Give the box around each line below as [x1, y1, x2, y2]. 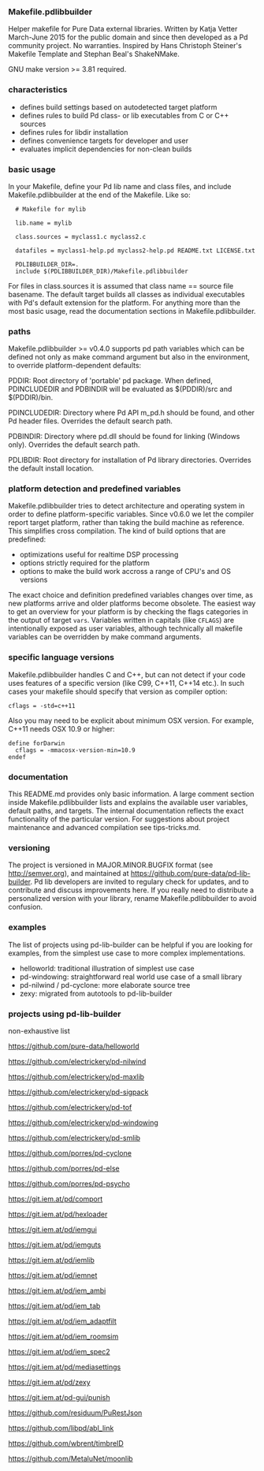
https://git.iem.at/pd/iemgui [8, 1224, 97, 1234]
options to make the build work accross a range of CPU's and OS [19, 567, 231, 576]
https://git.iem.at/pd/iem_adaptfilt [8, 1316, 117, 1326]
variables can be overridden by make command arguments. [8, 632, 202, 642]
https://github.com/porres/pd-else [8, 1164, 120, 1173]
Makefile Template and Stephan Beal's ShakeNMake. [8, 50, 180, 59]
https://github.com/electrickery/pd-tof [8, 1102, 132, 1112]
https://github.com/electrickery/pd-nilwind [8, 1056, 147, 1066]
